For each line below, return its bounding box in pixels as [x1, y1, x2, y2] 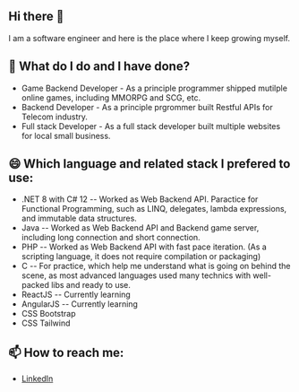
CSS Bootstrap [21, 309, 76, 319]
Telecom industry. [21, 111, 89, 122]
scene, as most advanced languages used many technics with [21, 270, 252, 281]
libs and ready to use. [51, 280, 132, 291]
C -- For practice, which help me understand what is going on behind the [21, 261, 291, 272]
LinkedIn [21, 373, 54, 384]
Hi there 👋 [8, 9, 64, 24]
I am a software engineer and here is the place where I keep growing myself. [8, 32, 290, 43]
